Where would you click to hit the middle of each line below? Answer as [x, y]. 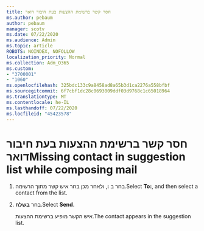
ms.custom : [20, 68]
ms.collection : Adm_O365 [38, 63]
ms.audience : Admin [31, 40]
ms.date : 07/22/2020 [33, 35]
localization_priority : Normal [46, 57]
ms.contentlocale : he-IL [38, 102]
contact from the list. [41, 193]
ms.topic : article [30, 46]
